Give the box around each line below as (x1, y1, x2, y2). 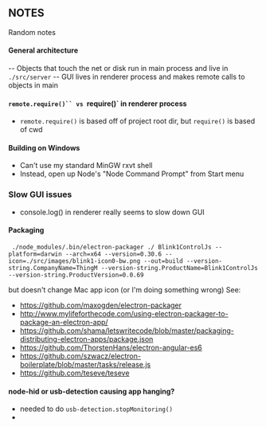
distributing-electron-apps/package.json (19, 334, 154, 343)
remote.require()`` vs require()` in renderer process (8, 99, 187, 108)
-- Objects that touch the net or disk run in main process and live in (8, 64, 229, 73)
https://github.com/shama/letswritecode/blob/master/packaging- (19, 326, 235, 335)
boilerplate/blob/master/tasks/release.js (19, 359, 151, 369)
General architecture (8, 45, 78, 55)
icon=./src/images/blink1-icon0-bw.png (8, 257, 141, 265)
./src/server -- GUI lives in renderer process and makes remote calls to (8, 72, 245, 82)
